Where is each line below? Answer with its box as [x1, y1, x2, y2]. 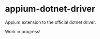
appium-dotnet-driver [5, 3, 96, 14]
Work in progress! [5, 28, 41, 34]
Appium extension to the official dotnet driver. [5, 19, 96, 25]
